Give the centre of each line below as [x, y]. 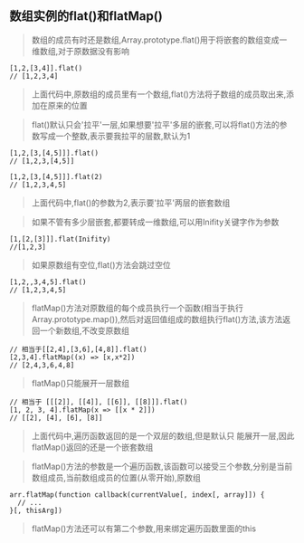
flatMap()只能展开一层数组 [81, 383]
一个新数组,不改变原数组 [84, 330]
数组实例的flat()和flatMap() [86, 16]
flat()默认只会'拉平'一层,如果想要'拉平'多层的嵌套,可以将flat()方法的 [156, 124]
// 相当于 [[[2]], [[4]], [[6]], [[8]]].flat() [99, 402]
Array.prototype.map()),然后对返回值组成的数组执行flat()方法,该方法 [157, 319]
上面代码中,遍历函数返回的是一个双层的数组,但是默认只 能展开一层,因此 [163, 435]
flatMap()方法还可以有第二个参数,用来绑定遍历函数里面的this [143, 529]
